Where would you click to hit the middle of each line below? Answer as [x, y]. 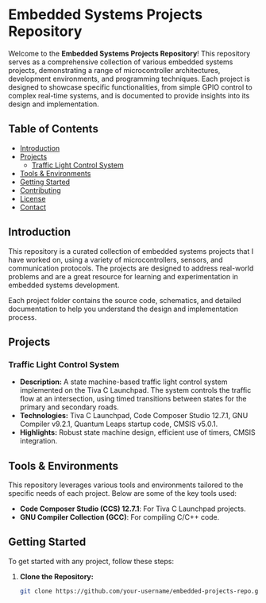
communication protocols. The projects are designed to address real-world [131, 268]
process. [23, 317]
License [33, 198]
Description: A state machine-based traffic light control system [123, 382]
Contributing [40, 190]
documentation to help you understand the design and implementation [123, 309]
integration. [39, 441]
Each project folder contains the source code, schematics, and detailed [125, 300]
